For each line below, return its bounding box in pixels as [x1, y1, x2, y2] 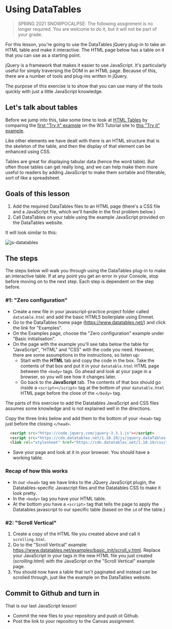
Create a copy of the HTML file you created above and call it [12, 531, 140, 537]
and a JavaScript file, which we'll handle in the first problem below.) [12, 208, 156, 214]
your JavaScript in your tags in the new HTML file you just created [12, 552, 153, 558]
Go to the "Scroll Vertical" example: [12, 541, 88, 548]
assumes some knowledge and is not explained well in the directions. [5, 405, 152, 411]
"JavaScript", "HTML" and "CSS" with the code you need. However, [12, 346, 155, 353]
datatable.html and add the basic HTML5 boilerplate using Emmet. [12, 314, 155, 320]
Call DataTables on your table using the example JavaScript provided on [12, 214, 165, 220]
